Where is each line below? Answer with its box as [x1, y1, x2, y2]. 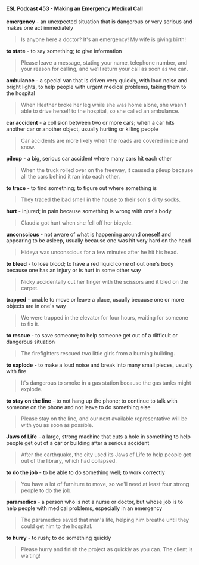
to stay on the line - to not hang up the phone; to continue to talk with [6, 397, 178, 404]
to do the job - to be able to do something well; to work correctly [6, 469, 165, 476]
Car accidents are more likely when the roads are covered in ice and [20, 137, 189, 145]
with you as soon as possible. [20, 422, 94, 429]
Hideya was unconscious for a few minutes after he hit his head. [20, 248, 179, 256]
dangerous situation [6, 338, 55, 346]
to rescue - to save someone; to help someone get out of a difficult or [6, 332, 178, 339]
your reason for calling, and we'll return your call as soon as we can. [20, 66, 189, 73]
